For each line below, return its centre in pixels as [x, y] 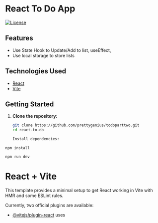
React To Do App [40, 9]
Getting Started [30, 104]
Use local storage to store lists [43, 55]
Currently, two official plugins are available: [49, 205]
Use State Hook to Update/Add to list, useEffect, [62, 50]
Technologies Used [36, 71]
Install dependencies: [36, 139]
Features [19, 38]
